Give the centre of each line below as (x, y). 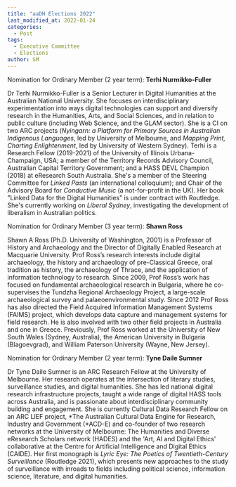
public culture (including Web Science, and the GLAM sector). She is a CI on (118, 123)
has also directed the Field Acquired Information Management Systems (110, 307)
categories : (25, 27)
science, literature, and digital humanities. (68, 476)
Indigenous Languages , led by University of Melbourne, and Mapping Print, (117, 138)
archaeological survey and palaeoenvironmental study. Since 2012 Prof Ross (118, 299)
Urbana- (183, 152)
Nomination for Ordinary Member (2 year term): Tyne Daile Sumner (105, 358)
